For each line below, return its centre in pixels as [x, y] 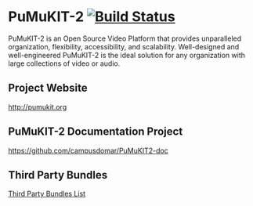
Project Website [48, 88]
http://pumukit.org [38, 107]
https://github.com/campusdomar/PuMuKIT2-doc [88, 150]
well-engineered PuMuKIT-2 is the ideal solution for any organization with [127, 55]
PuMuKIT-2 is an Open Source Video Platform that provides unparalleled [125, 38]
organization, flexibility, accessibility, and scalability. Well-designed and [124, 46]
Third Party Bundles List [47, 194]
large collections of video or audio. [64, 63]
